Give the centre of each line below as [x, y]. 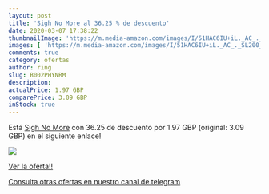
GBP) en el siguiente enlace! [55, 136]
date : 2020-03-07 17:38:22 [53, 30]
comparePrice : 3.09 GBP [48, 97]
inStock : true [32, 105]
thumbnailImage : [35, 38]
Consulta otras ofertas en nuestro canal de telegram [94, 182]
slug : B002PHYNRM [37, 75]
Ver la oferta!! [31, 166]
